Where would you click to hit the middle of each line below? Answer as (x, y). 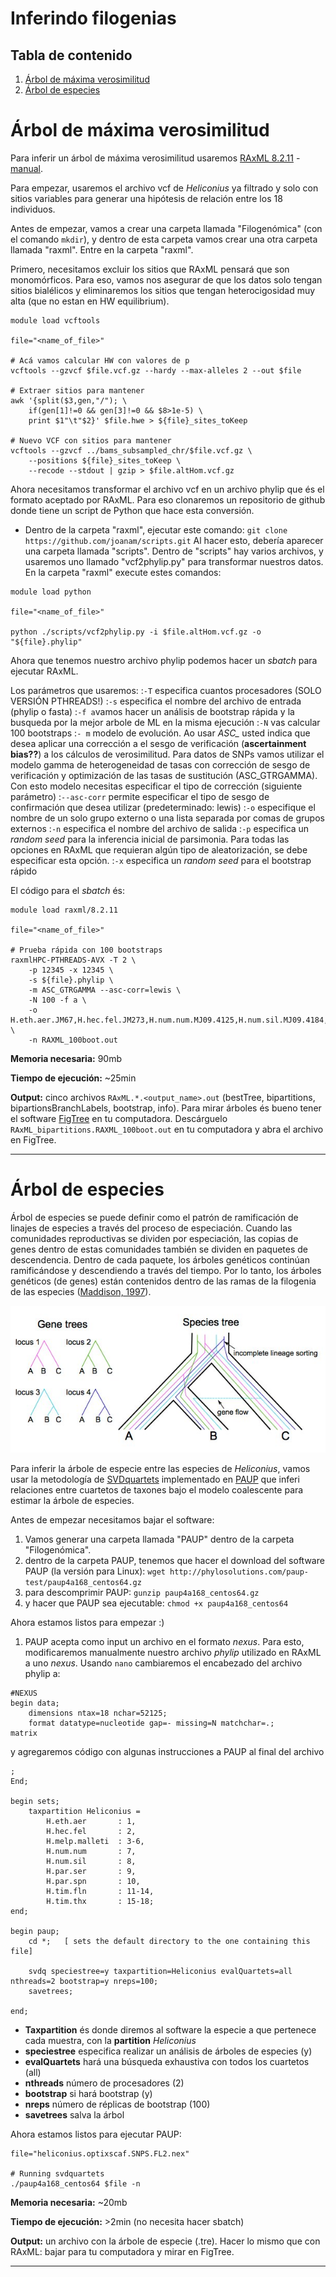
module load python (51, 592)
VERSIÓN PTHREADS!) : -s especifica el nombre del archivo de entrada (156, 701)
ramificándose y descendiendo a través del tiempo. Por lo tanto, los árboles (166, 1270)
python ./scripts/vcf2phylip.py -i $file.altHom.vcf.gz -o (136, 632)
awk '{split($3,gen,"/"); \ (69, 400)
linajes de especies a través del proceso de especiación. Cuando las (151, 1228)
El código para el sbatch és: (67, 890)
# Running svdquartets (57, 2173)
